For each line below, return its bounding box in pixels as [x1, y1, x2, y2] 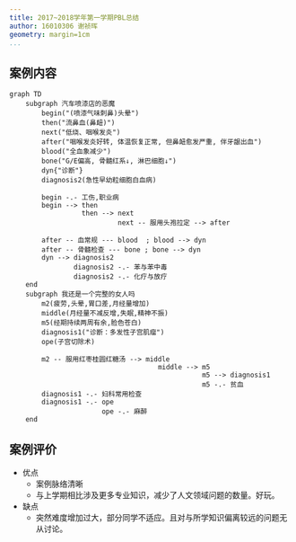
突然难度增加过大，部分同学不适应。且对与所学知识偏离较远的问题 [35, 512, 280, 522]
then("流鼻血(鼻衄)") [41, 119, 116, 128]
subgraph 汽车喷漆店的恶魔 [25, 100, 116, 109]
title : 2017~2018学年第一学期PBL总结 [9, 13, 140, 22]
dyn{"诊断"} [41, 166, 83, 175]
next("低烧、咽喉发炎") [41, 128, 121, 138]
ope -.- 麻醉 [101, 407, 148, 416]
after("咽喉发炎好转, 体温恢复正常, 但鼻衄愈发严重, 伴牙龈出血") [41, 138, 263, 147]
